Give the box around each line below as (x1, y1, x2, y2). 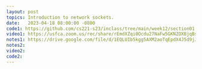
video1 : (6, 31, 26, 37)
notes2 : (6, 43, 26, 49)
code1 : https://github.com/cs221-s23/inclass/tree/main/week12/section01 (6, 25, 195, 32)
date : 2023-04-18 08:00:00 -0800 (6, 20, 96, 26)
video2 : (6, 48, 26, 54)
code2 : (6, 53, 23, 59)
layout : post (6, 8, 39, 15)
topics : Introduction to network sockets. (6, 14, 114, 20)
